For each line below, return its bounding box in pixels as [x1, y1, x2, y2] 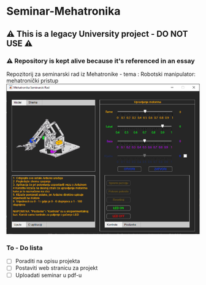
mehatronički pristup [6, 76, 59, 84]
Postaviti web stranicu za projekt [15, 264, 98, 272]
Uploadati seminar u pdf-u [15, 271, 82, 279]
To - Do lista [6, 243, 43, 252]
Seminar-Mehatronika [6, 4, 121, 18]
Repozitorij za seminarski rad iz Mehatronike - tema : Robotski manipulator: [6, 70, 196, 78]
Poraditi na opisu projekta [15, 257, 80, 265]
